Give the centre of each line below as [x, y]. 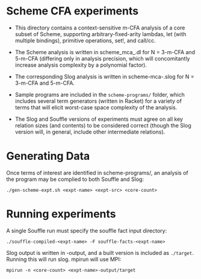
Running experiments [61, 214]
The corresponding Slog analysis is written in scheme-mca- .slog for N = [104, 76]
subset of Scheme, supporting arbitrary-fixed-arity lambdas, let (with [100, 34]
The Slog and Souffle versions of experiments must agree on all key [99, 119]
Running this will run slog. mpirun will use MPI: [64, 259]
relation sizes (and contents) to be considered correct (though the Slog [103, 125]
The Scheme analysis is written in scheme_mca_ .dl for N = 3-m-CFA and [105, 52]
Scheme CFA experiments [73, 11]
